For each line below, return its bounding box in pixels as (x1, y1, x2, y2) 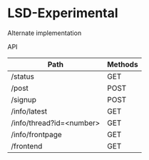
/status (11, 71, 34, 81)
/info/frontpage (11, 129, 62, 139)
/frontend (11, 141, 43, 151)
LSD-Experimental (7, 5, 119, 21)
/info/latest (11, 106, 48, 116)
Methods (106, 59, 138, 69)
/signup (11, 94, 37, 104)
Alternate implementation (7, 29, 82, 37)
